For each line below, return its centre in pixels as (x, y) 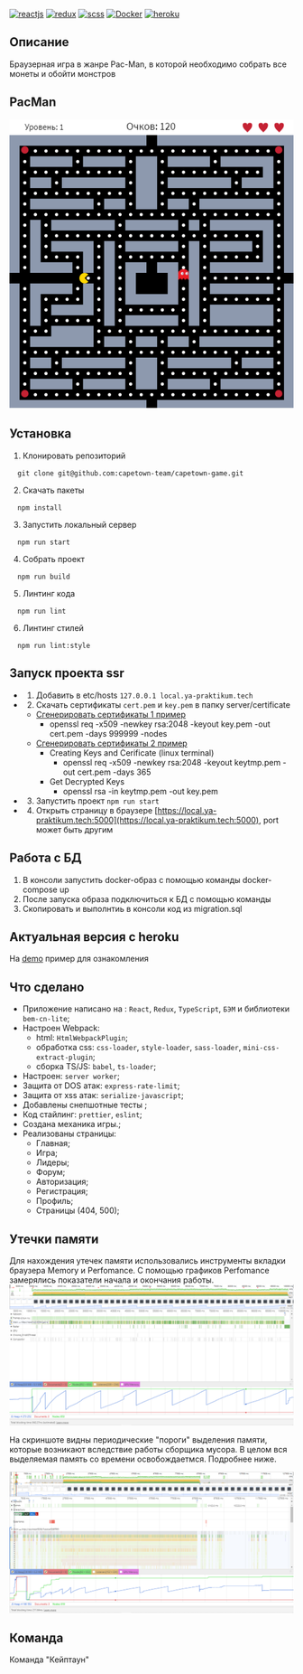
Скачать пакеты (53, 490)
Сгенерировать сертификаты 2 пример (111, 743)
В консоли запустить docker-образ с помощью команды (131, 879)
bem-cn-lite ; (46, 1019)
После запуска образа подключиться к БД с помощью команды (147, 898)
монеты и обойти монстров (63, 73)
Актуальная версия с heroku (94, 937)
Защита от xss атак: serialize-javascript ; (103, 1096)
